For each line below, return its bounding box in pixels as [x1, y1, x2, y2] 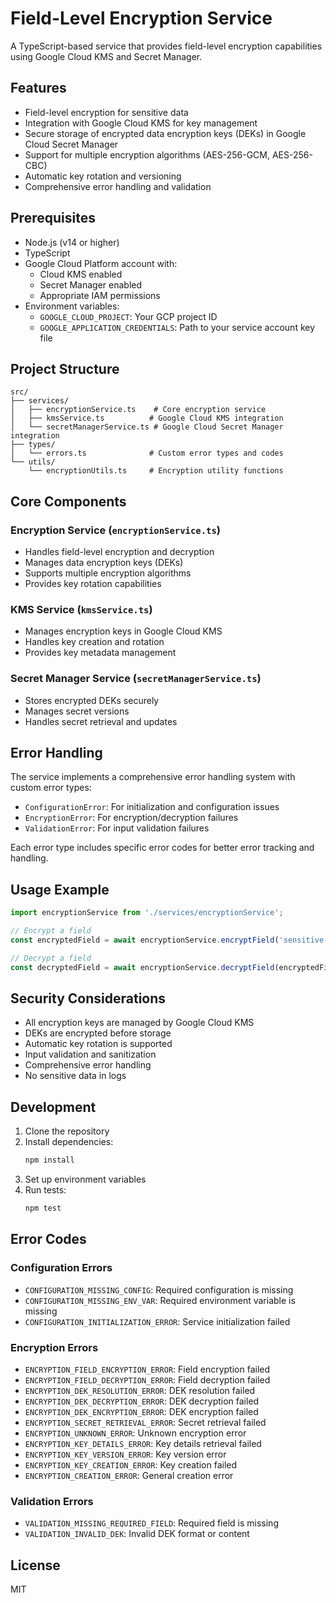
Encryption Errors [10, 1340, 99, 1354]
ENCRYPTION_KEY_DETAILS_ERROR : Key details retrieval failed [24, 1438, 262, 1450]
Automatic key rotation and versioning [24, 170, 182, 182]
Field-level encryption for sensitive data [24, 106, 189, 118]
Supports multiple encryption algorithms [24, 567, 192, 579]
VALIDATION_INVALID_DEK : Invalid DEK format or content [24, 1528, 250, 1540]
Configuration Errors [10, 1261, 113, 1275]
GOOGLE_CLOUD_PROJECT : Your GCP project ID [39, 310, 218, 322]
